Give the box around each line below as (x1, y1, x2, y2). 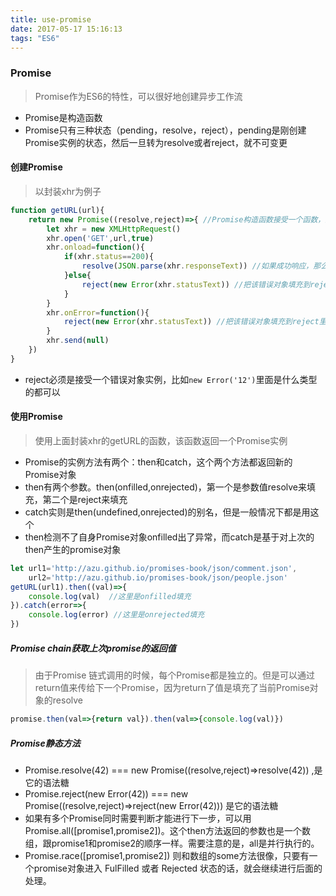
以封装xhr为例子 (34, 185, 102, 197)
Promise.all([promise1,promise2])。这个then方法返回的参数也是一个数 (24, 824, 311, 836)
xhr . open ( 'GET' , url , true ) (46, 233, 155, 243)
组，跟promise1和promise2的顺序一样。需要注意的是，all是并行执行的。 (24, 837, 320, 849)
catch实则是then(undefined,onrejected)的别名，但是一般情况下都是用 (24, 506, 311, 518)
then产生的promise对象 (24, 543, 122, 555)
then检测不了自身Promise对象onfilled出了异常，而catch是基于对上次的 (24, 531, 315, 543)
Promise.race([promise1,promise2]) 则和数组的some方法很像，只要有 (24, 849, 310, 861)
